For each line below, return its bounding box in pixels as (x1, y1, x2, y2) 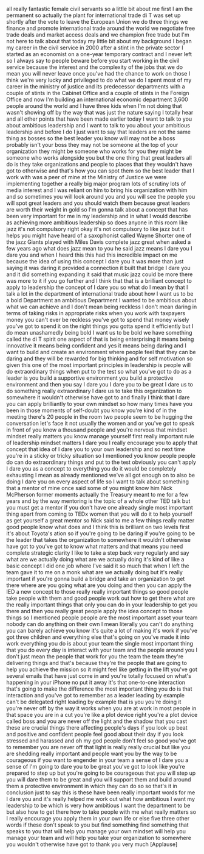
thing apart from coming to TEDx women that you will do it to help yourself (6, 510, 192, 518)
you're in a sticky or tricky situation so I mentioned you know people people (6, 452, 195, 459)
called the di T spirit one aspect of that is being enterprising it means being (6, 335, 194, 343)
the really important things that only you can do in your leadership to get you (6, 601, 198, 608)
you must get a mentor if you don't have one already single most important (6, 504, 193, 511)
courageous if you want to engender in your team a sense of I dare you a (6, 756, 189, 764)
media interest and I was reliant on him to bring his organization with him (6, 187, 188, 194)
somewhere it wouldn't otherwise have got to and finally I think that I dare (6, 394, 190, 401)
